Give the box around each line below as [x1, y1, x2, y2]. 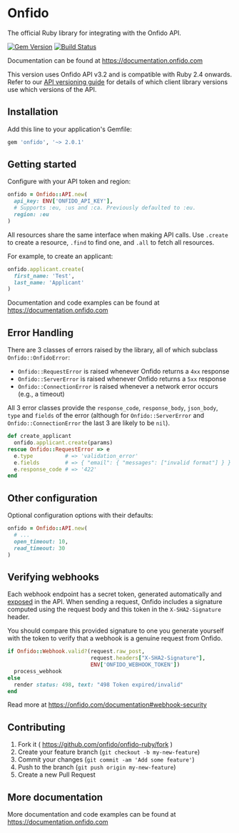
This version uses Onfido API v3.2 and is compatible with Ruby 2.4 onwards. [7, 70, 233, 78]
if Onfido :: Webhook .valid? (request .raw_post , [7, 648, 145, 655]
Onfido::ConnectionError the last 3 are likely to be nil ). [7, 419, 170, 427]
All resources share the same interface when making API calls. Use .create [7, 230, 228, 239]
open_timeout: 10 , [14, 538, 69, 545]
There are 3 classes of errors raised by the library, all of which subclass [7, 346, 218, 354]
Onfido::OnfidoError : [7, 353, 71, 362]
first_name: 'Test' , [14, 272, 75, 280]
